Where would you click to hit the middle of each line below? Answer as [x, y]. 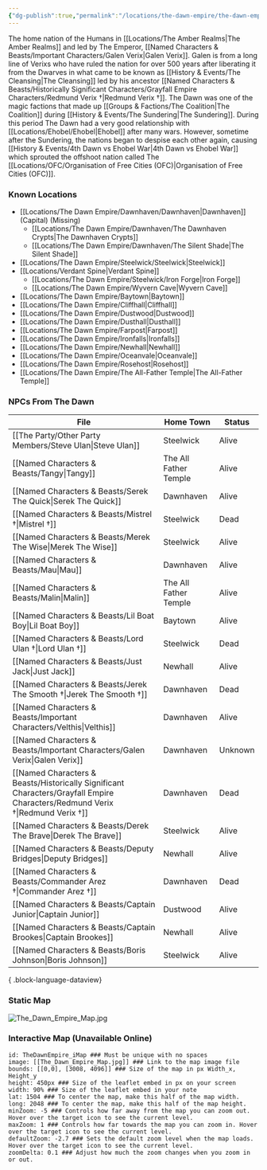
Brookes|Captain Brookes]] [63, 937]
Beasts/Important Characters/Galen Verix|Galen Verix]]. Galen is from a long [133, 55]
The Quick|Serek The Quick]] [67, 501]
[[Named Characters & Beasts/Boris [79, 950]
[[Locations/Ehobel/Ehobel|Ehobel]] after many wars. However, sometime [128, 131]
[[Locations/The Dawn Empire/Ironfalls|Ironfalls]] [100, 338]
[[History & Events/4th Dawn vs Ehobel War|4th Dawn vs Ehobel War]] [123, 148]
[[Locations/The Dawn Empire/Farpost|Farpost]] [99, 330]
